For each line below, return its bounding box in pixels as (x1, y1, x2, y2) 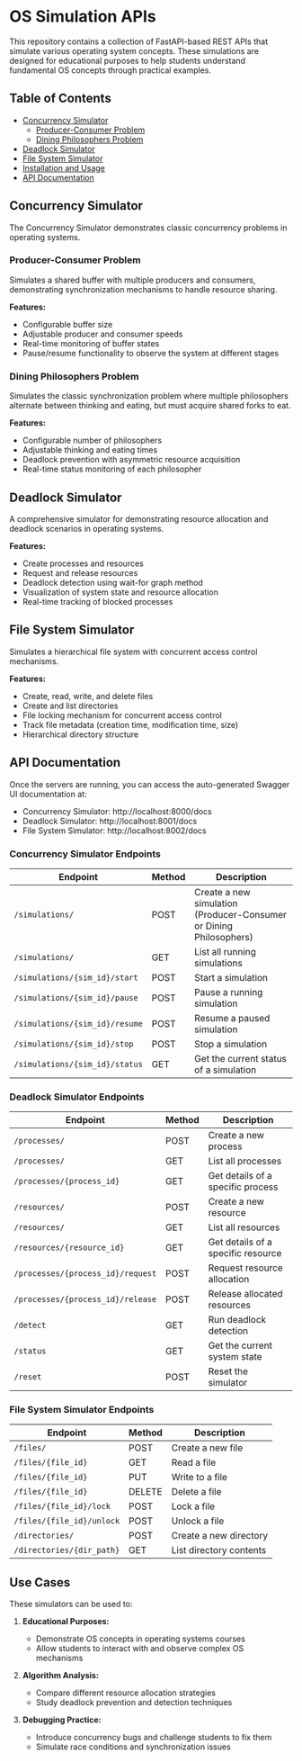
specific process (208, 1181, 279, 1193)
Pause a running (194, 985, 263, 998)
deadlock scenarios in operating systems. (9, 523, 164, 534)
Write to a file (171, 1471, 227, 1484)
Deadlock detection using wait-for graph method (22, 577, 204, 588)
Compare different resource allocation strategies (35, 1687, 216, 1698)
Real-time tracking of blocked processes (22, 596, 173, 606)
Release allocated (208, 1288, 283, 1300)
